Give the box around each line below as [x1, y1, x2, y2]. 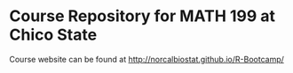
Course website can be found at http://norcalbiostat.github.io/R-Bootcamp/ [9, 54, 284, 64]
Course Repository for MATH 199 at [9, 6, 276, 26]
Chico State [9, 25, 98, 45]
